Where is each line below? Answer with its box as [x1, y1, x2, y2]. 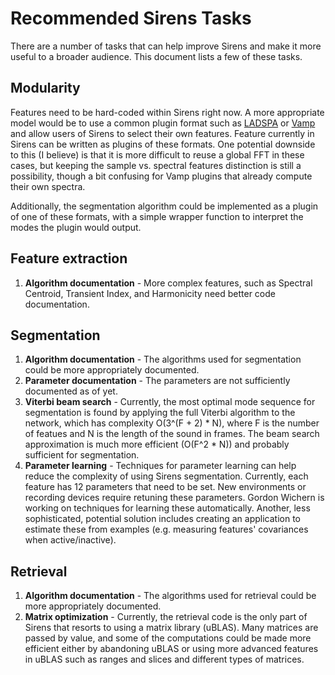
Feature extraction [10, 250, 128, 267]
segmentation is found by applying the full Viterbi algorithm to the [24, 407, 296, 419]
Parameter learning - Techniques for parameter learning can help [24, 460, 297, 472]
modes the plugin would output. [10, 221, 142, 233]
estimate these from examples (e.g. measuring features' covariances [24, 523, 309, 536]
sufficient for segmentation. [24, 449, 140, 461]
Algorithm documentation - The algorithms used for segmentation [24, 353, 302, 366]
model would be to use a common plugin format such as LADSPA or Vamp [10, 117, 316, 129]
